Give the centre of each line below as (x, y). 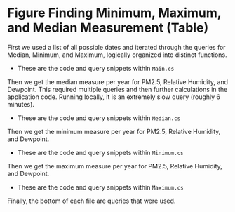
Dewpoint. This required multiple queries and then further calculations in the (117, 89)
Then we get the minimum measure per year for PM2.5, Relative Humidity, (114, 131)
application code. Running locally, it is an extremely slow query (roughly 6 (114, 97)
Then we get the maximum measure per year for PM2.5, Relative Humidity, (115, 166)
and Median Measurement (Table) (108, 28)
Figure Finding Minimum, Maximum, (114, 13)
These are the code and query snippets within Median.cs (99, 118)
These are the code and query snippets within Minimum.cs (100, 152)
